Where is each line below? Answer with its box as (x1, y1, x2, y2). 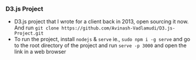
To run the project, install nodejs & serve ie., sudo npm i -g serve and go (14, 36, 190, 43)
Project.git (14, 31, 44, 36)
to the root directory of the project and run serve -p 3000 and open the (14, 42, 187, 49)
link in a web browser (14, 48, 66, 55)
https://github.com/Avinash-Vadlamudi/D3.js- (61, 25, 175, 31)
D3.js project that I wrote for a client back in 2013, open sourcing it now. (14, 18, 189, 25)
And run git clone (14, 24, 60, 31)
